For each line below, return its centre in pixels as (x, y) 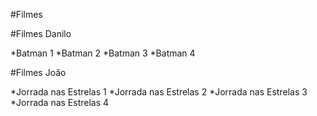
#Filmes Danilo (41, 33)
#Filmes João (38, 72)
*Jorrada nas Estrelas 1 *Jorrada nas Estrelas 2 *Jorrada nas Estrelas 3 (159, 92)
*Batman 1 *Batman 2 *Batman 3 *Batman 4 (103, 53)
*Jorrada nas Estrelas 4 (60, 102)
